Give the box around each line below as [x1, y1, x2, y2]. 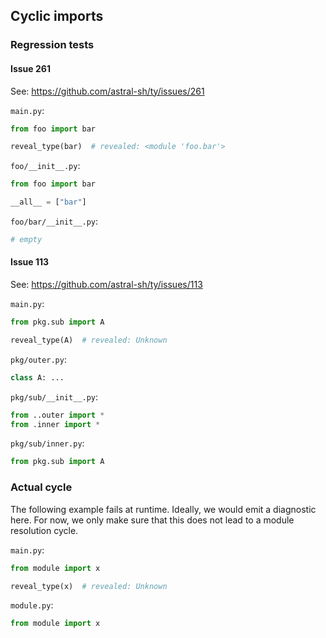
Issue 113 [10, 256, 50, 268]
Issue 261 [10, 62, 51, 74]
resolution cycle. [10, 524, 79, 536]
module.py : [10, 599, 54, 611]
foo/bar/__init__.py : [10, 215, 99, 228]
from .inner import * [10, 419, 101, 429]
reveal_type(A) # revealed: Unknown [10, 335, 168, 345]
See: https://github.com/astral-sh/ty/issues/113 [10, 279, 203, 291]
